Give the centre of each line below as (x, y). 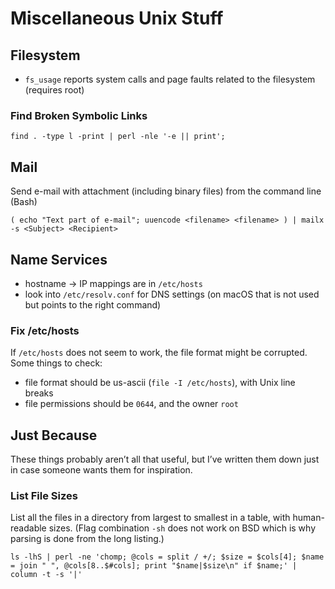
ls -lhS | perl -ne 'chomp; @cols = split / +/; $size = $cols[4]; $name (167, 557)
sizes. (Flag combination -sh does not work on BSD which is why (182, 528)
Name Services (59, 259)
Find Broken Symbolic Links (79, 115)
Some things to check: (56, 363)
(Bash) (24, 202)
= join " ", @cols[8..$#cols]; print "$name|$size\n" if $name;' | (154, 566)
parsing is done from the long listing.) (87, 539)
